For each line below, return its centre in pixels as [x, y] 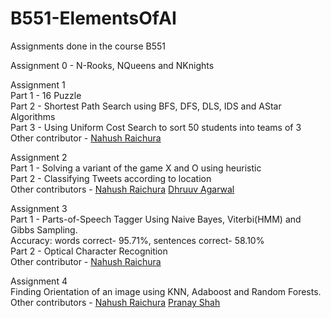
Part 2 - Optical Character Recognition [89, 251]
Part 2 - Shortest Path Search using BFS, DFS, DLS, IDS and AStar [146, 106]
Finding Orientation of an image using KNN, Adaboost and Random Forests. [166, 291]
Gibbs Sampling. [44, 229]
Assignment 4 [39, 281]
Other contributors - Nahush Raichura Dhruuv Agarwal [122, 189]
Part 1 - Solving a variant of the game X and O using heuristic [136, 168]
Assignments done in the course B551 [88, 46]
